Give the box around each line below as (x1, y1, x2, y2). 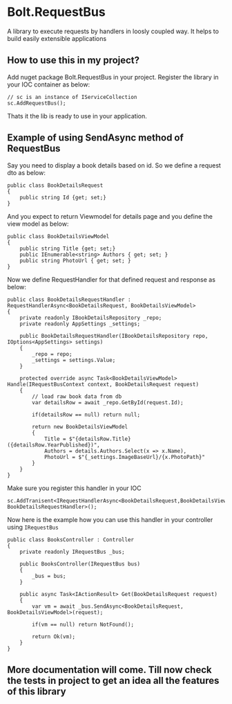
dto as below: (7, 168, 46, 177)
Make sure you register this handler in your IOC (7, 484, 142, 492)
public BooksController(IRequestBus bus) (19, 560, 140, 568)
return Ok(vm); (32, 633, 76, 640)
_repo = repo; (32, 350, 72, 357)
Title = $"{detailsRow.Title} (43, 435, 131, 442)
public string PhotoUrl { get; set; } (19, 257, 131, 264)
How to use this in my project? (7, 55, 140, 66)
